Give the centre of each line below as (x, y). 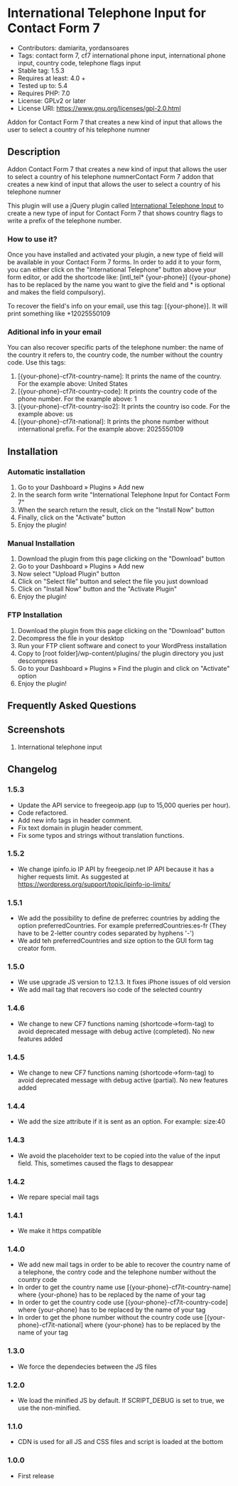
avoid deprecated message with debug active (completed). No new (116, 1031)
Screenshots (36, 730)
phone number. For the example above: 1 (77, 399)
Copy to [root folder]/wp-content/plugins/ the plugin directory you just (120, 653)
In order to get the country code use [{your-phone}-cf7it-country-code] (123, 1303)
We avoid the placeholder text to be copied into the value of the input (119, 1156)
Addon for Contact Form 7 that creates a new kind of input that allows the (115, 122)
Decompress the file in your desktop (71, 638)
